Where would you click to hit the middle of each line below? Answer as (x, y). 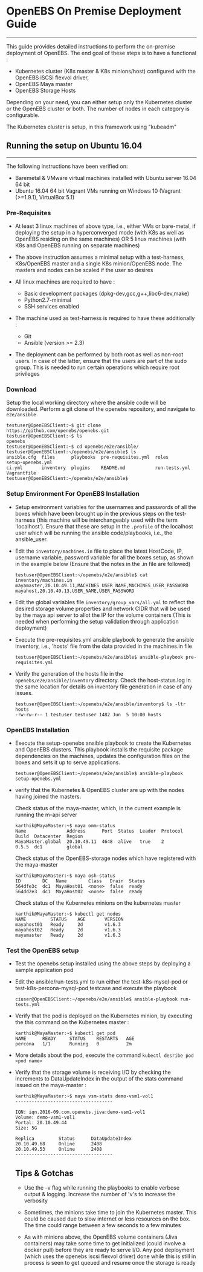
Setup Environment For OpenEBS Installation (73, 494)
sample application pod (44, 970)
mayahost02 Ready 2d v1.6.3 (68, 930)
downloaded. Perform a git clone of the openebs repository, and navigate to (101, 409)
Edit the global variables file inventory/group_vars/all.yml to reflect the (105, 602)
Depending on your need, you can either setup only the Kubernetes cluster (99, 102)
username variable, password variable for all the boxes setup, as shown (104, 557)
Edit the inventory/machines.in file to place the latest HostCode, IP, (99, 551)
